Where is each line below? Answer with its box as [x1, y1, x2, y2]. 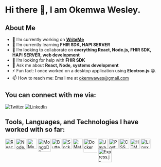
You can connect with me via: [5, 91, 96, 99]
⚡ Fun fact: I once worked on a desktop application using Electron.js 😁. [12, 68, 157, 73]
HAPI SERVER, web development [12, 52, 80, 58]
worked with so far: [5, 126, 65, 134]
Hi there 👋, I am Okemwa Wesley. [5, 4, 141, 16]
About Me [5, 24, 36, 32]
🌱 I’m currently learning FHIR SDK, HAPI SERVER [12, 42, 110, 48]
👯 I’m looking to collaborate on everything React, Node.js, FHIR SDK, [12, 47, 152, 52]
